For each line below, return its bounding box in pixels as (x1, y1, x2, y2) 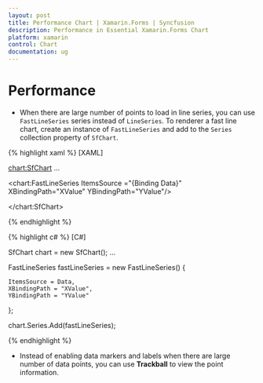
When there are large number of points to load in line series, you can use (19, 108, 255, 117)
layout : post (8, 11, 51, 20)
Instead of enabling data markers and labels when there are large (19, 351, 231, 360)
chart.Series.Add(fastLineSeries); (8, 320, 116, 330)
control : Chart (8, 41, 58, 49)
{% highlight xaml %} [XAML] (8, 148, 104, 157)
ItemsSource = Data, (8, 278, 76, 286)
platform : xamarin (8, 33, 68, 42)
